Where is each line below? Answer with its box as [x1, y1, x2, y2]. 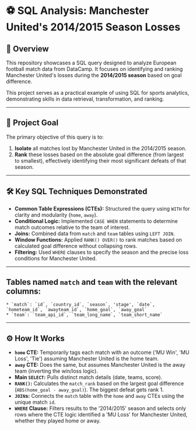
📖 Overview [6, 44, 49, 54]
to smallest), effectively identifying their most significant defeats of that [14, 157, 187, 164]
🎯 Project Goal [6, 118, 59, 128]
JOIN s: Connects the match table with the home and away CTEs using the [14, 393, 184, 400]
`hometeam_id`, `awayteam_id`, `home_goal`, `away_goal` [6, 307, 148, 313]
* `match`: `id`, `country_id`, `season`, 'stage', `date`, [6, 302, 156, 308]
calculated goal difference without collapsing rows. [14, 242, 138, 249]
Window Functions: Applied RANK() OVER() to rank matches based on [14, 236, 183, 243]
